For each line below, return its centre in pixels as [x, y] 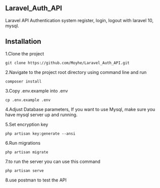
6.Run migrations [23, 143]
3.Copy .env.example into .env [37, 90]
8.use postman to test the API [36, 180]
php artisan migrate [27, 152]
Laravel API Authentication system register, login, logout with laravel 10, [79, 20]
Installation [23, 41]
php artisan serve [24, 170]
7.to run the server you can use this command [53, 161]
